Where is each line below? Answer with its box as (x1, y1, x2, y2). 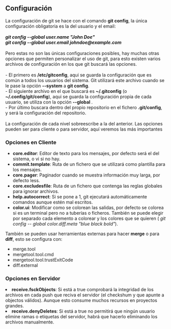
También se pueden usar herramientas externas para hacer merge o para (5, 231, 159, 237)
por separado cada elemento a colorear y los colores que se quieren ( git (12, 215, 166, 221)
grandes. (5, 303, 24, 309)
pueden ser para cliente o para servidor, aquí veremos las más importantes (5, 126, 163, 132)
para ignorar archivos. (12, 188, 60, 194)
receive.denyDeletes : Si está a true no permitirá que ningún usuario (12, 308, 155, 314)
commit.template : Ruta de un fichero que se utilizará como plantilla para (12, 161, 165, 167)
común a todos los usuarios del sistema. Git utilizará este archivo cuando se (5, 77, 164, 83)
